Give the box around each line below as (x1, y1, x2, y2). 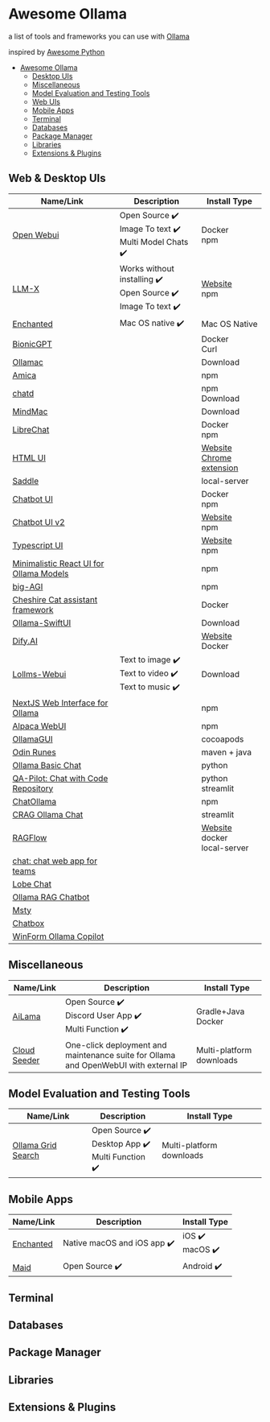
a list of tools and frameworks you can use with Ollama (8, 31, 190, 41)
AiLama (12, 1011, 42, 1023)
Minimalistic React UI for (12, 557, 104, 568)
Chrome (201, 452, 232, 463)
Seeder (12, 1054, 40, 1065)
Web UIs (31, 97, 60, 106)
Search (12, 1149, 40, 1160)
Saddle (12, 475, 39, 486)
